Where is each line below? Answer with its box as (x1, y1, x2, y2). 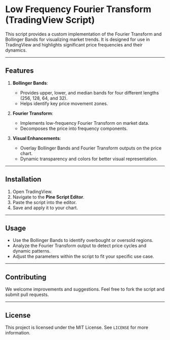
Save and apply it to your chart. (12, 205, 78, 211)
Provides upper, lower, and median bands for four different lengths (20, 89, 159, 95)
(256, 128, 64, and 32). (20, 95, 68, 101)
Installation (5, 175, 41, 184)
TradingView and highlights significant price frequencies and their (5, 41, 143, 47)
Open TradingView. (12, 188, 53, 195)
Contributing (5, 273, 47, 281)
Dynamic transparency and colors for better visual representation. (20, 156, 158, 162)
